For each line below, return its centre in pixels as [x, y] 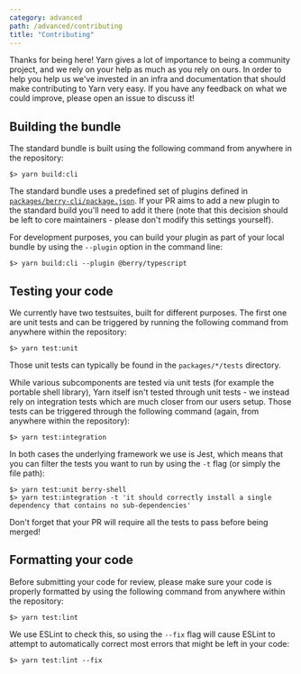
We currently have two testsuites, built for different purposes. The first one [148, 313]
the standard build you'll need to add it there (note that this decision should [149, 210]
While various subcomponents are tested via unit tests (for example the [142, 383]
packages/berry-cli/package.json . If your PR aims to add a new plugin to [145, 201]
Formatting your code [71, 560]
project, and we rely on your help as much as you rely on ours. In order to [146, 69]
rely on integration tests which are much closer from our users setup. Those [150, 401]
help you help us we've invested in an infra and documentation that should [148, 79]
